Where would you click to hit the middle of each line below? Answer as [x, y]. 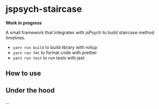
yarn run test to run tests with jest [49, 57]
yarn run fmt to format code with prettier [55, 53]
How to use [23, 74]
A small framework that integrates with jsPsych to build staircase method [80, 32]
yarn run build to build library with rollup [55, 47]
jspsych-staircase [44, 9]
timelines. [16, 38]
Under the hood [30, 90]
